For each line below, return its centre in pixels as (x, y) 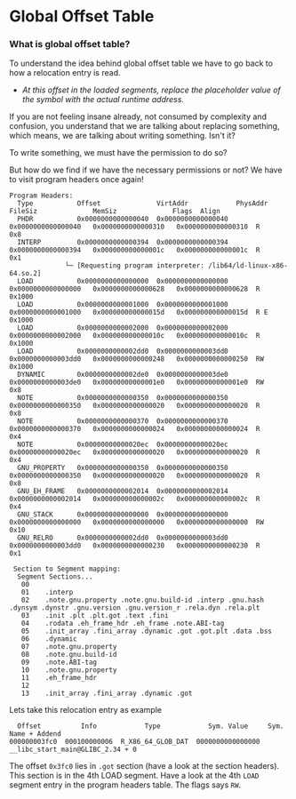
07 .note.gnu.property (69, 647)
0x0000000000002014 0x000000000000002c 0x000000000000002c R (135, 499)
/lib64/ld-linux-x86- (248, 266)
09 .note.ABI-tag (59, 663)
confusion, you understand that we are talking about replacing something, (144, 126)
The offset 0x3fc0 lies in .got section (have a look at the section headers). (144, 766)
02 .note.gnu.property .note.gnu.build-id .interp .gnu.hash (143, 600)
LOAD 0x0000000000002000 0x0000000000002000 (123, 328)
